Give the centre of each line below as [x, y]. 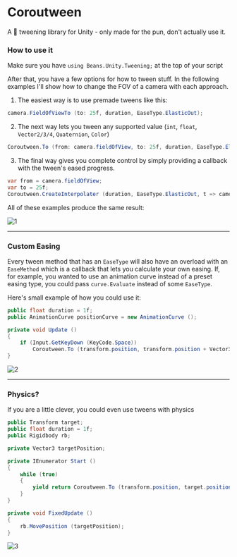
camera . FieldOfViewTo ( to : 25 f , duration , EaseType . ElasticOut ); [105, 114]
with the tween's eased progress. [66, 168]
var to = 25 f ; [28, 188]
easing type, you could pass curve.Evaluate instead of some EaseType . [110, 283]
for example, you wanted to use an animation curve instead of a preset [110, 276]
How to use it [30, 50]
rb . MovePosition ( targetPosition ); [72, 526]
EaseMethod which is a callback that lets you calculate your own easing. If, [114, 269]
